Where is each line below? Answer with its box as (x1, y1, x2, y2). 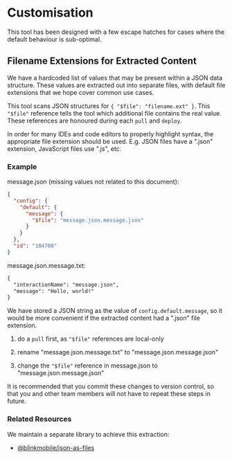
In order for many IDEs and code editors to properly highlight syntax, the (7, 129, 214, 138)
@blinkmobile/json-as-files (17, 443, 95, 451)
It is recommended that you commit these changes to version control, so (7, 382, 215, 390)
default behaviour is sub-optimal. (7, 35, 102, 43)
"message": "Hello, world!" (13, 287, 95, 295)
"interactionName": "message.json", (13, 281, 119, 288)
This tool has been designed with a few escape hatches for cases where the (7, 28, 225, 36)
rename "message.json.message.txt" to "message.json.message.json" (17, 348, 219, 357)
